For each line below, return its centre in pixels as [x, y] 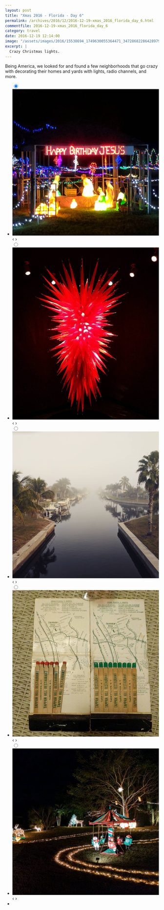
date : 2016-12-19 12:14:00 [32, 36]
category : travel [23, 31]
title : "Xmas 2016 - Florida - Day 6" [44, 15]
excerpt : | [16, 46]
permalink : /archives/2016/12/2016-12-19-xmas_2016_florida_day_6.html [79, 21]
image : [12, 41]
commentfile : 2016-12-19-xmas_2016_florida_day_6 [57, 26]
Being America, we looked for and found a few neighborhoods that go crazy [81, 66]
